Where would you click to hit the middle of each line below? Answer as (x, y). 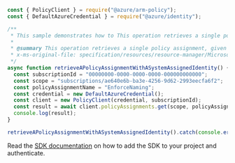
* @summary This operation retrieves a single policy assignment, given (119, 49)
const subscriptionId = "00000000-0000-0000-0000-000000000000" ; (111, 74)
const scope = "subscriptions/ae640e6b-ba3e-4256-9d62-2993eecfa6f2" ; (119, 81)
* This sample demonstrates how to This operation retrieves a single (115, 36)
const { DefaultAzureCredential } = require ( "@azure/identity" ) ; (104, 16)
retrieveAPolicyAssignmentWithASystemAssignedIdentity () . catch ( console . (115, 132)
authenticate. (26, 153)
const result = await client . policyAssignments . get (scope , (101, 107)
